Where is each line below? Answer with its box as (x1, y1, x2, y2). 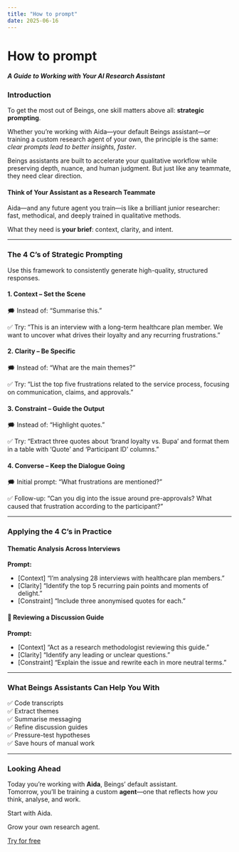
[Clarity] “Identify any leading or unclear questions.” (17, 650, 171, 659)
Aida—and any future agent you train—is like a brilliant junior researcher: (7, 204, 221, 213)
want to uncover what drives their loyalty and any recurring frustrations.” (7, 330, 221, 339)
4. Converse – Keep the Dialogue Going (7, 461, 125, 470)
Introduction (7, 90, 51, 100)
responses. (7, 273, 41, 282)
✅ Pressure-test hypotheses (7, 731, 91, 739)
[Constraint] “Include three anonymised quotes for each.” (17, 597, 186, 605)
